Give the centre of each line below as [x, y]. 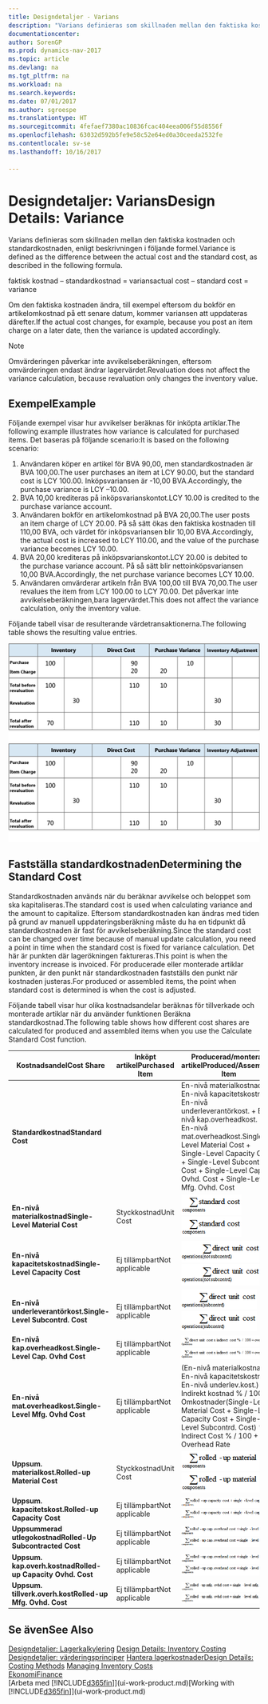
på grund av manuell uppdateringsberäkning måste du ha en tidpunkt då [127, 922]
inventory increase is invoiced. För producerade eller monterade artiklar [126, 964]
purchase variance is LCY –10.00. [75, 490]
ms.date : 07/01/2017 [43, 101]
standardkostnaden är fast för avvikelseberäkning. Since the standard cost [130, 930]
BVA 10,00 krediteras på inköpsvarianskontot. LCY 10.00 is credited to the [140, 498]
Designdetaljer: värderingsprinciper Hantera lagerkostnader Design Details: [131, 1658]
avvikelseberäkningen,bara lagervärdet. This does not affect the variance [139, 600]
